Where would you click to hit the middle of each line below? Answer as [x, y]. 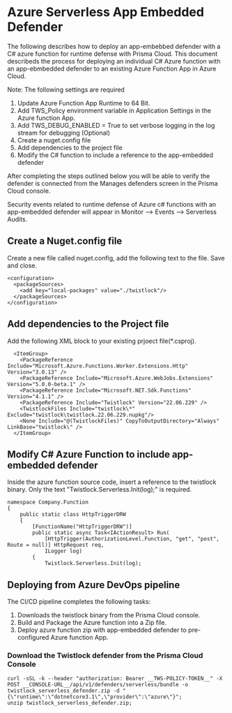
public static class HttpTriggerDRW [73, 515]
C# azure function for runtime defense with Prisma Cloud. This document [113, 54]
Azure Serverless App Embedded [106, 12]
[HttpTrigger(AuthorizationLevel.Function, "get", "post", [132, 539]
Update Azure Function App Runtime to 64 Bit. [84, 103]
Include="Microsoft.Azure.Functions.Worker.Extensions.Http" [98, 366]
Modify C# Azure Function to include [89, 454]
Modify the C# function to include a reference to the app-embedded [115, 155]
